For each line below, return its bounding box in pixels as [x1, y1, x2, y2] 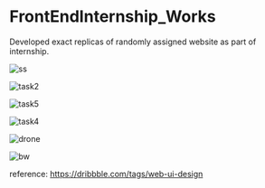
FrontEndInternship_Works [9, 6, 216, 27]
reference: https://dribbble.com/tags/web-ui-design [9, 168, 203, 179]
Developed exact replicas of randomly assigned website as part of [9, 36, 257, 47]
